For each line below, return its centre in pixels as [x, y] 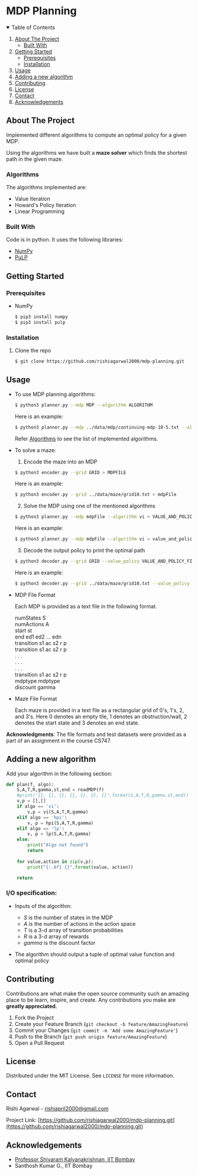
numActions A [32, 624]
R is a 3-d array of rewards [56, 936]
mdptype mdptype [37, 681]
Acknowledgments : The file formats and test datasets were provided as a [96, 734]
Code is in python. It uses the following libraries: [65, 240]
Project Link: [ [23, 1120]
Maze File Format [36, 698]
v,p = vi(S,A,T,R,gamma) [58, 812]
